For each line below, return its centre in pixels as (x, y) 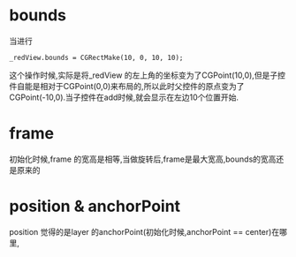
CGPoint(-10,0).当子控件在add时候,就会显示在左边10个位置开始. (124, 97)
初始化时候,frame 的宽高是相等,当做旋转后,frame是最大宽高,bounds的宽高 (143, 159)
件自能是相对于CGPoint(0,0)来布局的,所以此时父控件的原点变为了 (127, 86)
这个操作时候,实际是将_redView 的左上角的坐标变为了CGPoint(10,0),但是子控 (147, 75)
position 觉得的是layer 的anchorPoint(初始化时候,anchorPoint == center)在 (144, 231)
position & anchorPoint (95, 206)
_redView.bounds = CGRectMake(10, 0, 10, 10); (96, 57)
